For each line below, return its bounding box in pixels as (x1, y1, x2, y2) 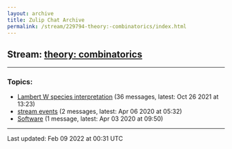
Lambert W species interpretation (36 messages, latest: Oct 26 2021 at (17, 92, 219, 101)
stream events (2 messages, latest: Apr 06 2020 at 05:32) (17, 108, 182, 116)
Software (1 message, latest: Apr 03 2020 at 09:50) (17, 115, 164, 123)
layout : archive (7, 10, 54, 17)
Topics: (7, 77, 33, 87)
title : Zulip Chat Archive (7, 17, 85, 23)
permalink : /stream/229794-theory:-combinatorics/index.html (7, 23, 187, 30)
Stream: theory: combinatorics (7, 48, 143, 60)
